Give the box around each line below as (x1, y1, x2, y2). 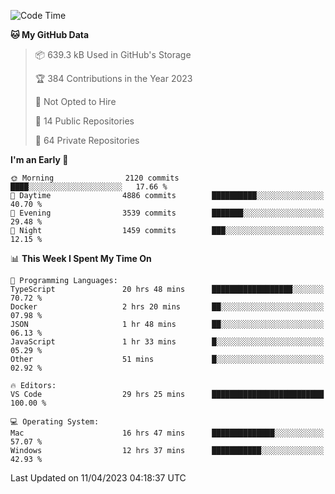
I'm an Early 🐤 (10, 154, 69, 165)
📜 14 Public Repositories (34, 115, 135, 127)
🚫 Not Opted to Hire (34, 96, 117, 107)
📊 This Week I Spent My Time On (10, 253, 152, 264)
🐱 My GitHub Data (10, 29, 90, 40)
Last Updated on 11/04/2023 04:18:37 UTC (10, 472, 187, 484)
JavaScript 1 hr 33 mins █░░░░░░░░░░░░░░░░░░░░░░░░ (10, 337, 325, 347)
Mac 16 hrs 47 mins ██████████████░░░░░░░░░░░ (10, 428, 325, 438)
